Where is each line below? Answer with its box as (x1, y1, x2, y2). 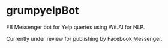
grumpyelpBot (6, 4, 79, 17)
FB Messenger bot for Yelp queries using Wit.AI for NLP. (6, 23, 145, 31)
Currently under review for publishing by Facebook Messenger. (6, 35, 163, 42)
